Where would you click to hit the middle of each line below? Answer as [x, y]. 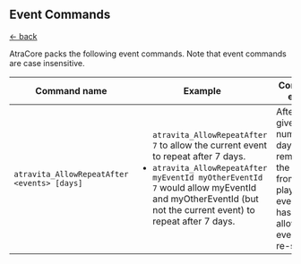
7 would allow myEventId [204, 187]
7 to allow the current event [209, 145]
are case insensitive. [47, 63]
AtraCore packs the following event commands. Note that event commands [148, 54]
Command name [71, 90]
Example [202, 90]
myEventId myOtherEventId [207, 177]
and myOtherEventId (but [206, 199]
